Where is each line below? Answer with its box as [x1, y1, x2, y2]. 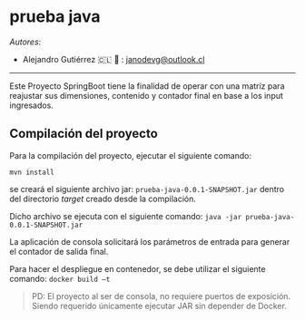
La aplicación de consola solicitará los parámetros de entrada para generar [9, 236, 290, 247]
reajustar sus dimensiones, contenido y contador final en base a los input [9, 90, 284, 101]
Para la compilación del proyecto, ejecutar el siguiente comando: [9, 150, 252, 160]
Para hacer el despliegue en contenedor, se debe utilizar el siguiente [9, 263, 266, 274]
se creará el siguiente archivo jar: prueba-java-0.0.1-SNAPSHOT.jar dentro [9, 183, 284, 194]
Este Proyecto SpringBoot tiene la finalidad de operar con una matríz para [9, 80, 285, 92]
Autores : [9, 36, 42, 47]
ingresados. [9, 100, 54, 111]
